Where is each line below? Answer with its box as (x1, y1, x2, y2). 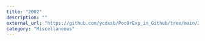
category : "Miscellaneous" (6, 25, 75, 32)
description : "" (6, 14, 48, 20)
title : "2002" (6, 8, 43, 15)
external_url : (6, 20, 43, 26)
